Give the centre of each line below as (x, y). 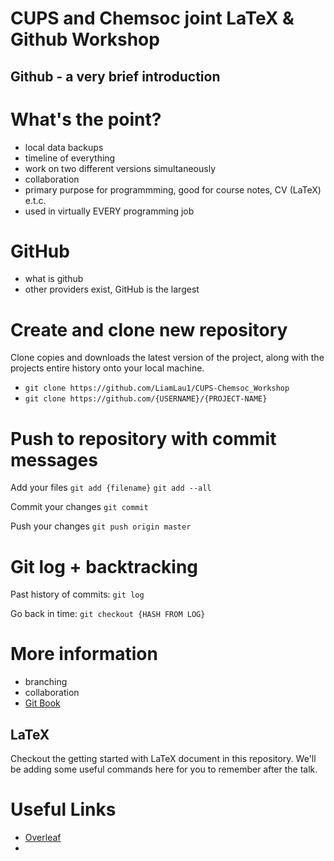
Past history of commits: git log (77, 594)
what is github (54, 279)
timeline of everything (70, 158)
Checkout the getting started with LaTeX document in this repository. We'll (163, 759)
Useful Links (63, 809)
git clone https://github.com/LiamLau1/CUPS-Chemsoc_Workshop (157, 388)
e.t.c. (35, 200)
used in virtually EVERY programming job (109, 211)
